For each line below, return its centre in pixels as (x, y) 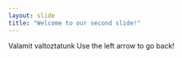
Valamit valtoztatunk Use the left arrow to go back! (91, 45)
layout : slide (32, 15)
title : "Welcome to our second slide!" (75, 23)
